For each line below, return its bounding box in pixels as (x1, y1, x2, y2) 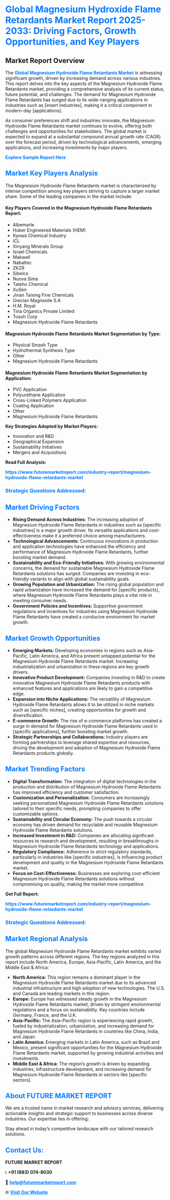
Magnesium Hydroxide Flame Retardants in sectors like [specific (12, 1071, 147, 1077)
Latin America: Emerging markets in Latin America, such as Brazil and (12, 1039, 160, 1045)
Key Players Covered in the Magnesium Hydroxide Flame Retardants (5, 205, 152, 211)
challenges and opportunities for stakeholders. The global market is (5, 128, 147, 134)
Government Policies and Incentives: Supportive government (12, 603, 143, 609)
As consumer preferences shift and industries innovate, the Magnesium (5, 118, 155, 123)
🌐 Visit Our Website (5, 1189, 48, 1195)
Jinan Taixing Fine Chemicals (12, 292, 74, 298)
